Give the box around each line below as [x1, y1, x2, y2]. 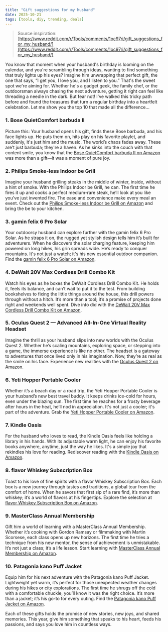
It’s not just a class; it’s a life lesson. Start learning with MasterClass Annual [5, 545, 160, 551]
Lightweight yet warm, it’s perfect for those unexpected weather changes [5, 580, 157, 586]
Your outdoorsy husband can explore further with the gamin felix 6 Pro [5, 230, 151, 236]
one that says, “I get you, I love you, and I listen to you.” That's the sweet [5, 77, 155, 83]
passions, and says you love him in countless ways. [5, 621, 112, 627]
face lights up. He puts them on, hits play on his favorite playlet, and [5, 134, 145, 140]
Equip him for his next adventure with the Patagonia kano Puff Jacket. [5, 574, 149, 580]
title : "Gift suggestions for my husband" [5, 7, 95, 13]
